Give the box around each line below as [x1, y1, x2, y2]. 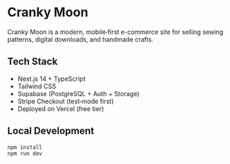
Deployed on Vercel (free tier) [17, 104, 104, 113]
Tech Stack [7, 56, 58, 68]
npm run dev [7, 150, 42, 158]
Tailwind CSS [17, 82, 56, 90]
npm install [7, 143, 42, 151]
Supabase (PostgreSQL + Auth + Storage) [17, 89, 140, 98]
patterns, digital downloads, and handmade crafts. [7, 35, 154, 43]
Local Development [7, 125, 95, 137]
